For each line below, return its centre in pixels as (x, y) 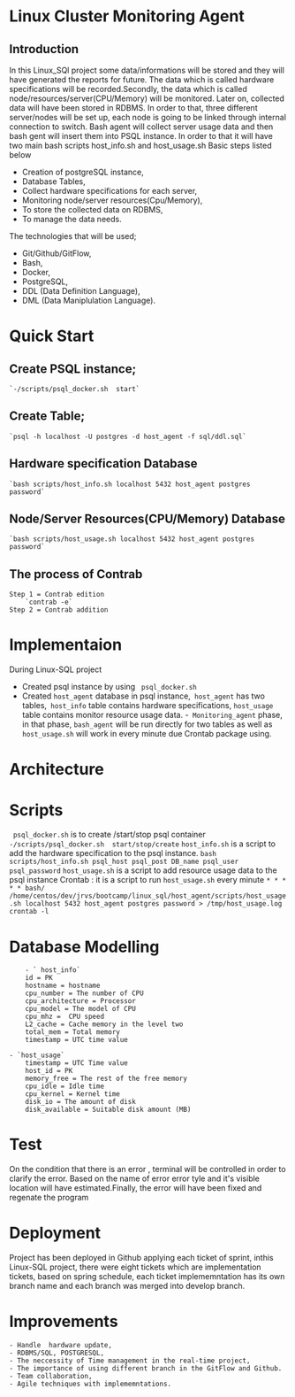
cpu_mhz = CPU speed (64, 1017)
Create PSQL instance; (73, 369)
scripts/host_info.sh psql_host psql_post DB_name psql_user (124, 862)
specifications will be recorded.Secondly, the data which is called (128, 89)
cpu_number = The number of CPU (84, 993)
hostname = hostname (63, 986)
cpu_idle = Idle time (64, 1086)
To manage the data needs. (72, 219)
